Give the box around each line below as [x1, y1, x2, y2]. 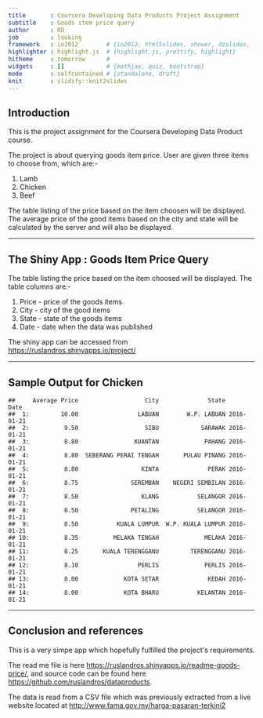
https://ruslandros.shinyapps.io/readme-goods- [85, 660, 240, 669]
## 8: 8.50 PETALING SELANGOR [8, 506, 225, 514]
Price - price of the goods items [19, 297, 123, 307]
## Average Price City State [8, 396, 225, 404]
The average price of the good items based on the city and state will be [8, 214, 239, 224]
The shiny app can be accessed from [8, 337, 128, 347]
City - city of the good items [19, 305, 111, 315]
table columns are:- [8, 282, 72, 291]
